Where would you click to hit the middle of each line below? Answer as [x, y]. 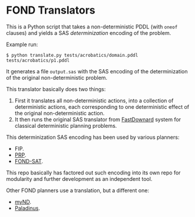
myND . [23, 202]
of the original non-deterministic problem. [57, 77]
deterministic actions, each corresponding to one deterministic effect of [102, 106]
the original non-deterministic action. [60, 113]
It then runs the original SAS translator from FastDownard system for [98, 119]
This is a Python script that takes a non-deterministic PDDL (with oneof [92, 27]
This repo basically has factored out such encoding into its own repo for [93, 173]
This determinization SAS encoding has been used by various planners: [93, 137]
